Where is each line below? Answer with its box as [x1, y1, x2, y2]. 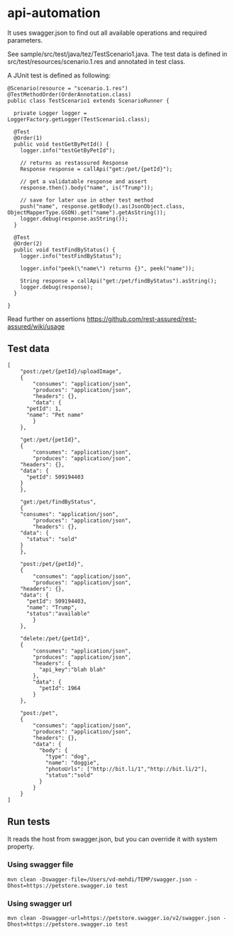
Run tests [7, 816, 50, 828]
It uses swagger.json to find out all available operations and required [7, 28, 207, 37]
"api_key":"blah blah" [38, 666, 106, 673]
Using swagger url [7, 898, 72, 908]
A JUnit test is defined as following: [7, 71, 111, 80]
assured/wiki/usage [7, 322, 65, 331]
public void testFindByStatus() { [13, 246, 116, 253]
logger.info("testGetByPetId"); [20, 147, 116, 154]
